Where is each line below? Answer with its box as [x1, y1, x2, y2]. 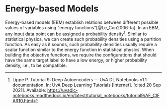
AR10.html [12, 98, 33, 104]
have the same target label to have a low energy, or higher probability [5, 57, 148, 63]
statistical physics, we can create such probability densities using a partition [5, 36, 162, 42]
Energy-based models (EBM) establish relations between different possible [5, 19, 159, 25]
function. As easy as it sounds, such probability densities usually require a [5, 41, 158, 47]
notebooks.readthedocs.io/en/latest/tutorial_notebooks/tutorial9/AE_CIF [12, 92, 160, 98]
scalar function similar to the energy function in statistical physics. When [5, 47, 154, 53]
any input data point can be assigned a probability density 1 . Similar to [5, 30, 147, 37]
